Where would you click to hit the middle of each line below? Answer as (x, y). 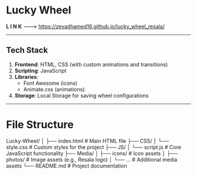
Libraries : (26, 77)
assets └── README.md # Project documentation (67, 166)
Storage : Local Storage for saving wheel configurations (81, 95)
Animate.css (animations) (54, 89)
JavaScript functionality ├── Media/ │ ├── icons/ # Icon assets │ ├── (92, 153)
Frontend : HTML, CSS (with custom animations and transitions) (91, 64)
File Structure (40, 124)
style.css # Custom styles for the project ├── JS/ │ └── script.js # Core (94, 147)
